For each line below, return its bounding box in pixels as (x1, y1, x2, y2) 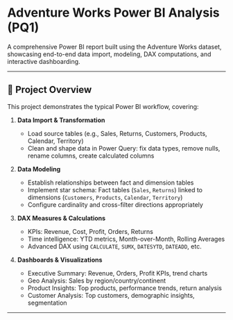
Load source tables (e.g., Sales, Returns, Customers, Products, (27, 129, 207, 137)
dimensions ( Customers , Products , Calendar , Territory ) (27, 193, 183, 201)
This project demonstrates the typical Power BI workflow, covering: (7, 102, 199, 110)
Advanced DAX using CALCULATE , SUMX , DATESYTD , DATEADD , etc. (27, 242, 202, 251)
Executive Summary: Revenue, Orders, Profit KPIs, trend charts (27, 269, 208, 277)
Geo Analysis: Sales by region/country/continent (27, 276, 166, 285)
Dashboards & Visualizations (17, 255, 103, 264)
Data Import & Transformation (17, 116, 105, 124)
